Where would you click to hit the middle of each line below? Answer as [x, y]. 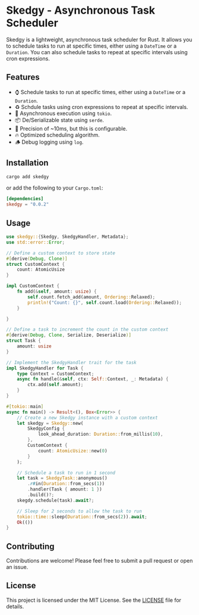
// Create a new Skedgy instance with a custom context [88, 418]
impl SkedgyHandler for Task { [45, 368]
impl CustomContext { [33, 286]
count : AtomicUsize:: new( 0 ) [73, 451]
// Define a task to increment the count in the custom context [87, 330]
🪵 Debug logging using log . [49, 142]
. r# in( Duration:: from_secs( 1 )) [66, 484]
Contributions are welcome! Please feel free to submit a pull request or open [99, 561]
